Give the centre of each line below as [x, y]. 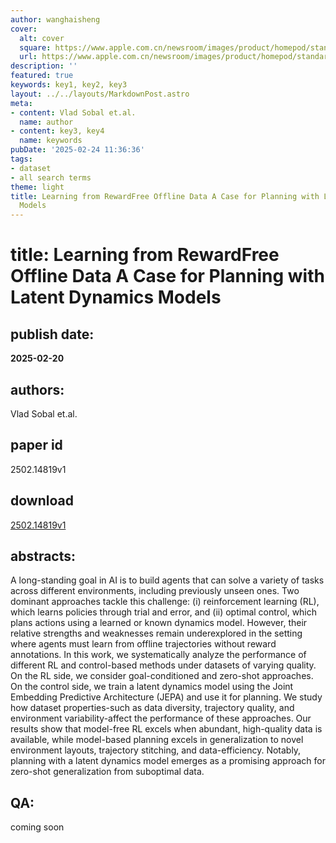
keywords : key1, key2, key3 [69, 85]
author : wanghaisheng [55, 19]
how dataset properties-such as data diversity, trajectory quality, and [152, 708]
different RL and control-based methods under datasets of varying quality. [163, 665]
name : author [46, 122]
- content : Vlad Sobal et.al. [73, 112]
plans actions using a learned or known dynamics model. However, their [159, 623]
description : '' [44, 66]
